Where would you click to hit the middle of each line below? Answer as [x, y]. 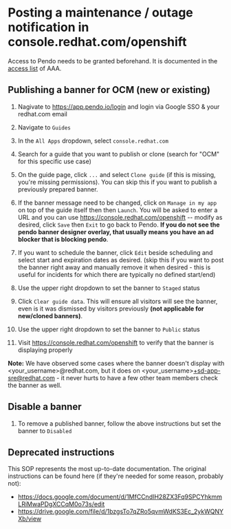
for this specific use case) [55, 161]
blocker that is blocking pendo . [63, 239]
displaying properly [45, 350]
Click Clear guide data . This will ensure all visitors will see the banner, [118, 301]
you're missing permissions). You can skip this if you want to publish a [117, 182]
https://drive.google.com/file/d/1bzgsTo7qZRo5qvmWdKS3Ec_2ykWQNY [121, 512]
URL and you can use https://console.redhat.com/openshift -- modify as [120, 217]
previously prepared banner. [58, 189]
